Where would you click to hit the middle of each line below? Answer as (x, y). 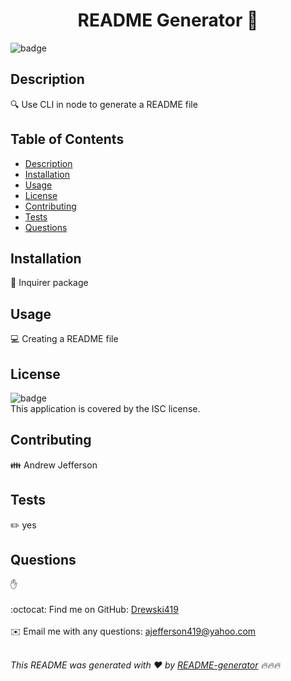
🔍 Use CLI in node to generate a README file (104, 104)
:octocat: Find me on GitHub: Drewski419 (94, 610)
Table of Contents (67, 139)
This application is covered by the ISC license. (105, 408)
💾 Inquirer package (49, 283)
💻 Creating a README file (64, 339)
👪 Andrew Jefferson (54, 465)
